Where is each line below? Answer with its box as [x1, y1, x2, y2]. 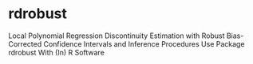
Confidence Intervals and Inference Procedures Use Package [43, 39, 245, 48]
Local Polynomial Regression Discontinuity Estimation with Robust [8, 31, 225, 40]
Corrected [8, 39, 42, 48]
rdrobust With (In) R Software [8, 47, 105, 57]
